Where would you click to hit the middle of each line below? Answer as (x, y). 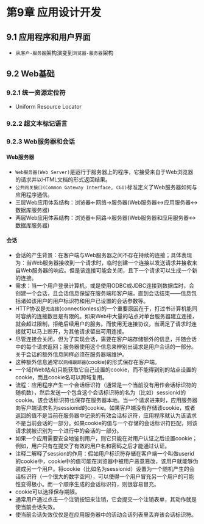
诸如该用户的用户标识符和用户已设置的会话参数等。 (85, 300)
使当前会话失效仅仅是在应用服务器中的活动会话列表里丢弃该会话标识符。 (106, 514)
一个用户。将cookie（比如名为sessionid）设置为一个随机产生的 (111, 468)
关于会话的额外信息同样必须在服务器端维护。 (71, 354)
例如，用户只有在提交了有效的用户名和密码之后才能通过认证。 (93, 446)
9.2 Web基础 (30, 74)
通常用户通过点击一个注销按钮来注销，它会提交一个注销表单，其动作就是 (106, 499)
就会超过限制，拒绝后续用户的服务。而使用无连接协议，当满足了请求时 (103, 324)
